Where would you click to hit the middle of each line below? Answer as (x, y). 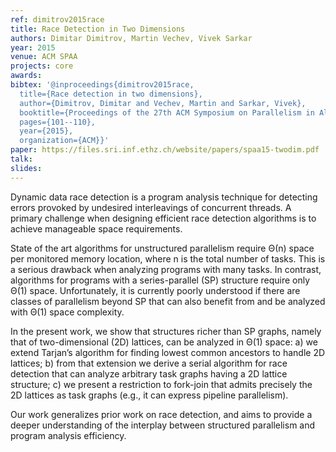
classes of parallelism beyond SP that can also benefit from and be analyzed (168, 301)
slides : (26, 168)
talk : (21, 159)
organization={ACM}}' (64, 141)
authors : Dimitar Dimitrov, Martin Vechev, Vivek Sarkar (131, 38)
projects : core (42, 66)
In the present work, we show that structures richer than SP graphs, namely (166, 331)
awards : (26, 76)
